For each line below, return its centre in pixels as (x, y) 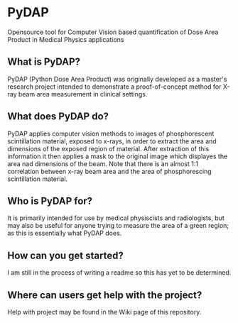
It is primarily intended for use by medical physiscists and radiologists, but (116, 218)
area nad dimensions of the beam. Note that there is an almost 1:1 (103, 163)
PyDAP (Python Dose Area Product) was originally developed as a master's (117, 79)
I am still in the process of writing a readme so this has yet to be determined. (119, 273)
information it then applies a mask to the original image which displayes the (118, 156)
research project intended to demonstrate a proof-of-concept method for (114, 87)
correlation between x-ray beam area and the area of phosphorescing (109, 171)
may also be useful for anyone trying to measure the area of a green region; (118, 226)
